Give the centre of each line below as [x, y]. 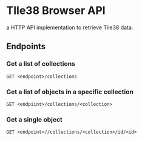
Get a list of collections [41, 64]
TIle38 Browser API [56, 11]
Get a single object [34, 119]
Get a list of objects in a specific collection [70, 92]
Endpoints [26, 46]
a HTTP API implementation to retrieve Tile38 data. [70, 27]
